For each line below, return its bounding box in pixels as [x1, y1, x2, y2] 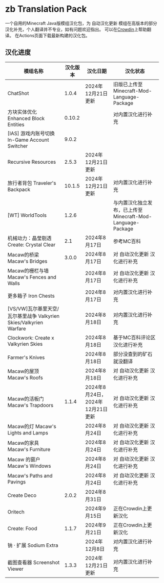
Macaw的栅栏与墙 [7, 267, 49, 274]
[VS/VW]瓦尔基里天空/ [7, 305, 60, 312]
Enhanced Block [7, 115, 45, 122]
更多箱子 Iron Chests [7, 292, 55, 299]
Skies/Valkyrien [7, 319, 43, 326]
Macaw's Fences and [7, 274, 57, 280]
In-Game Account [7, 136, 49, 143]
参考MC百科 [113, 238, 141, 245]
